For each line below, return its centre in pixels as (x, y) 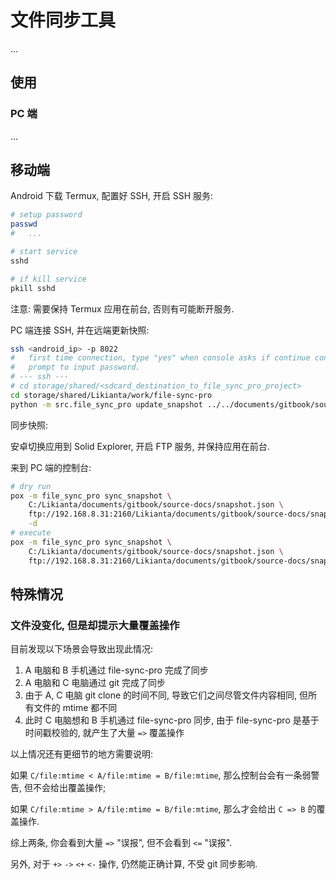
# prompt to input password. (75, 367)
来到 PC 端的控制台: (51, 467)
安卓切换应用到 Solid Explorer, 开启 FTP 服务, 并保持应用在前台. (140, 446)
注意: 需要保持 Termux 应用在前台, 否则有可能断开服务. (122, 308)
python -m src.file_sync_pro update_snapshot (106, 404)
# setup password (46, 215)
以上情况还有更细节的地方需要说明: (82, 754)
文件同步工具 (63, 20)
